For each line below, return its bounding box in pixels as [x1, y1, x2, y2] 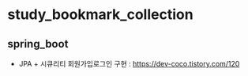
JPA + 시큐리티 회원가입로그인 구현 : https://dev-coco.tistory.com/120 [18, 59, 240, 68]
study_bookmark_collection [7, 6, 194, 24]
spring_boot [7, 37, 69, 51]
